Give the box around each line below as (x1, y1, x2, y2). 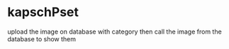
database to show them (7, 34, 77, 43)
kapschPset (7, 4, 79, 20)
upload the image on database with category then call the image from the (7, 27, 222, 36)
